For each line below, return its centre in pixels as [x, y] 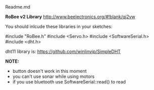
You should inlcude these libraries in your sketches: [59, 27]
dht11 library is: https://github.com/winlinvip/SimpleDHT [63, 51]
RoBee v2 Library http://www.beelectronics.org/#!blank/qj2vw [70, 17]
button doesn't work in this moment [49, 71]
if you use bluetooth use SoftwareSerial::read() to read [69, 82]
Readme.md [18, 7]
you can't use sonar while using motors [54, 76]
